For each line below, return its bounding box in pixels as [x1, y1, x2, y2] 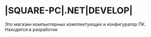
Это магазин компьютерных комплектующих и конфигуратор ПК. [5, 21, 146, 27]
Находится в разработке [5, 26, 58, 32]
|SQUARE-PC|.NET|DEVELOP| [5, 5, 133, 16]
